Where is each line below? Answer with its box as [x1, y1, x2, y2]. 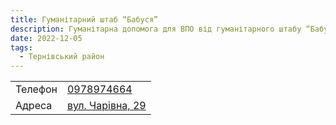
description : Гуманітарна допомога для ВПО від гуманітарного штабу [10, 24, 302, 34]
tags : [10, 42, 33, 53]
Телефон [15, 82, 58, 96]
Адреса [15, 99, 53, 113]
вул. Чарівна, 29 [66, 99, 147, 113]
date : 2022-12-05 [10, 33, 83, 43]
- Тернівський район [19, 52, 105, 62]
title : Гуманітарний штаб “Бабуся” [10, 14, 159, 25]
